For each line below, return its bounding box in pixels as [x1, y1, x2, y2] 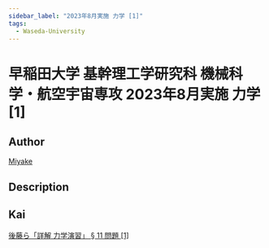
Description [8, 180, 69, 194]
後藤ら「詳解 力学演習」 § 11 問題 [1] [8, 230, 129, 240]
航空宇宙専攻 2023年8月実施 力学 [37, 85, 261, 103]
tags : [8, 20, 27, 28]
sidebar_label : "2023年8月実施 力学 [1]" [8, 11, 144, 20]
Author [8, 135, 45, 149]
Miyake [8, 156, 33, 167]
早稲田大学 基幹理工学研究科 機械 [8, 64, 229, 83]
